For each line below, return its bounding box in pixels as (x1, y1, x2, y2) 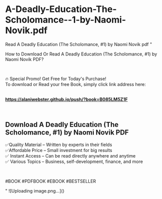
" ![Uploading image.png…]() (5, 187, 65, 193)
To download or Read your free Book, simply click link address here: (5, 81, 146, 87)
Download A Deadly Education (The (5, 120, 119, 129)
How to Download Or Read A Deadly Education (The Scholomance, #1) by (5, 51, 157, 57)
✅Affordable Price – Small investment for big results (5, 147, 112, 153)
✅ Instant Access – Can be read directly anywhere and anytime (5, 152, 136, 158)
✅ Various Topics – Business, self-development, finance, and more (5, 158, 143, 164)
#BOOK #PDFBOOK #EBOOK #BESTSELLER (5, 178, 96, 184)
